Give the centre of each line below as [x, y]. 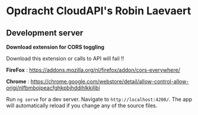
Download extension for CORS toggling [55, 47]
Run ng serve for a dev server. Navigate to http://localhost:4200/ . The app [99, 99]
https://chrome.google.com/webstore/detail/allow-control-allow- [110, 82]
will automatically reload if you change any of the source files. [82, 106]
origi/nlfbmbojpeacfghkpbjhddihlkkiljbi [53, 88]
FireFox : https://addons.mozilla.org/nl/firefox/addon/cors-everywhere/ [93, 70]
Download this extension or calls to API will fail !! [65, 58]
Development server [45, 33]
